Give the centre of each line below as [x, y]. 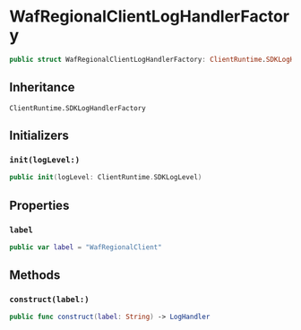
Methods [35, 275]
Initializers [39, 136]
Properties [39, 205]
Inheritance [42, 87]
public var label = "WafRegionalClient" [86, 247]
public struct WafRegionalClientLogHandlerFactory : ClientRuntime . [138, 59]
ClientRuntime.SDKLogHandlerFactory [77, 108]
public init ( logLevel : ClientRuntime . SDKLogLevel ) [106, 178]
